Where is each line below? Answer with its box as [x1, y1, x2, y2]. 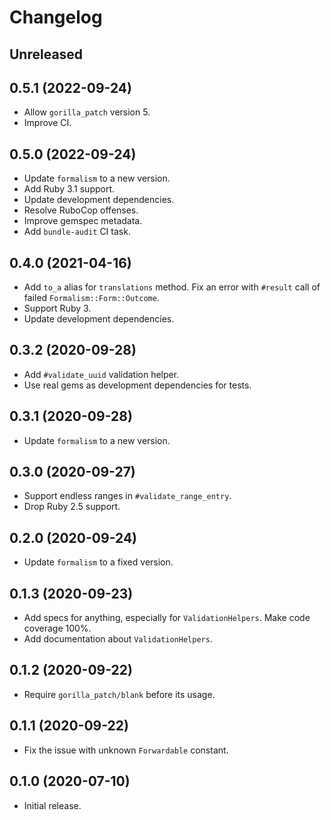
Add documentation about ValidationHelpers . [23, 633, 213, 645]
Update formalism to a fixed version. [23, 556, 174, 568]
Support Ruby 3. [23, 302, 92, 315]
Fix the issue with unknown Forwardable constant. [23, 744, 229, 756]
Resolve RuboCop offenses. [23, 204, 139, 216]
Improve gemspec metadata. [23, 215, 143, 227]
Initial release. [23, 799, 82, 811]
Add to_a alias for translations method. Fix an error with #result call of [23, 281, 321, 293]
